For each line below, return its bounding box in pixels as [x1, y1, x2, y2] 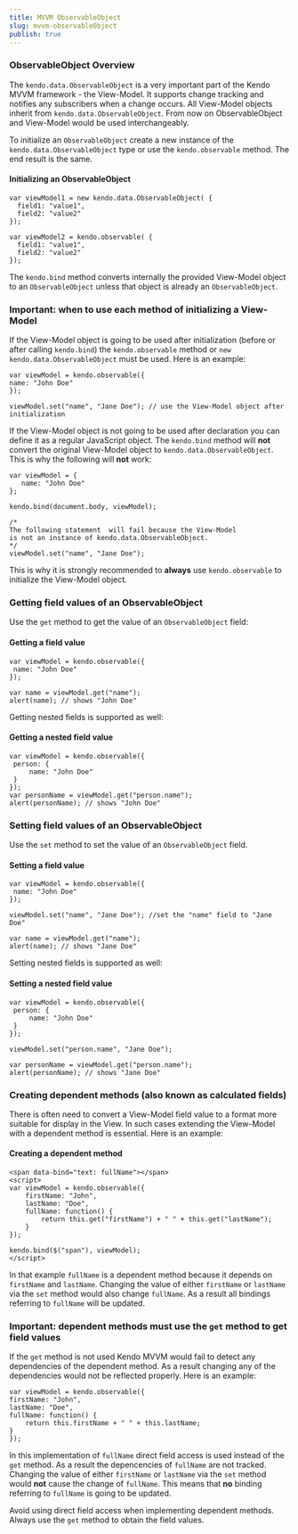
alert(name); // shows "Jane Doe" [9, 942, 138, 951]
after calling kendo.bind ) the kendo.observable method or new [9, 344, 231, 355]
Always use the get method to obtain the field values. [9, 1514, 205, 1525]
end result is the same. [9, 153, 93, 164]
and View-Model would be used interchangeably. [9, 117, 189, 127]
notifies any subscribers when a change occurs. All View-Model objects [9, 98, 273, 109]
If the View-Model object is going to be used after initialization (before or [9, 335, 276, 346]
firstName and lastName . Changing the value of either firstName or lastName [9, 1279, 286, 1290]
